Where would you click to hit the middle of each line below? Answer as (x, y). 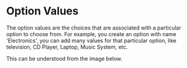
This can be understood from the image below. (64, 58)
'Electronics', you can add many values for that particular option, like (91, 40)
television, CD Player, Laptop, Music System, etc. (67, 47)
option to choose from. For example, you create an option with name (91, 34)
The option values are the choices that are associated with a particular (94, 28)
